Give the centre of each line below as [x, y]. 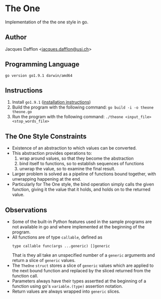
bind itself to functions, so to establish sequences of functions [81, 164]
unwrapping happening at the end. [47, 179]
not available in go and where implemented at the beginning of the [78, 227]
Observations [26, 210]
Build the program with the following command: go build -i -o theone [83, 107]
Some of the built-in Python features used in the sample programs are [82, 222]
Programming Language [42, 65]
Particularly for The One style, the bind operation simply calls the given [83, 184]
